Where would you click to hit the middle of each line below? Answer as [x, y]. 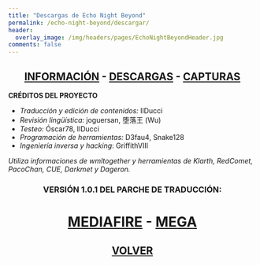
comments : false [35, 45]
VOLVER [132, 251]
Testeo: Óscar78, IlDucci [59, 129]
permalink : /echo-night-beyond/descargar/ [79, 23]
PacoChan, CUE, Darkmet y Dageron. [69, 169]
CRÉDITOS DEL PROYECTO [53, 95]
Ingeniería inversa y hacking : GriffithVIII [84, 145]
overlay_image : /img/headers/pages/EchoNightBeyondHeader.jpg [119, 37]
